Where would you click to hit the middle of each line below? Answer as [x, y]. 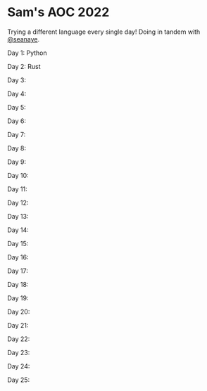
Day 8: [17, 148]
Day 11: [17, 189]
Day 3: [17, 80]
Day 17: [18, 271]
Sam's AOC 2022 [58, 12]
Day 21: [18, 325]
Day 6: [17, 121]
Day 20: [19, 312]
